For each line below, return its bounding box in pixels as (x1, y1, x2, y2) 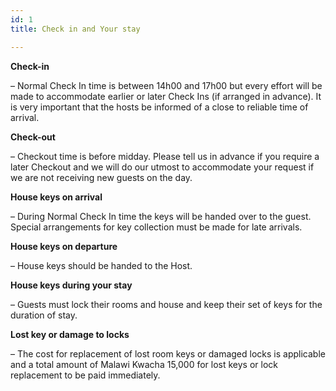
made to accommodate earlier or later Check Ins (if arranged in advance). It (10, 90, 322, 102)
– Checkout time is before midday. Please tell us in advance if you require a (10, 150, 320, 162)
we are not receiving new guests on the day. (10, 171, 193, 183)
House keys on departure (10, 240, 118, 252)
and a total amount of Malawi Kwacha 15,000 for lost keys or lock (10, 358, 279, 370)
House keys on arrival (10, 191, 103, 203)
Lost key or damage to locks (10, 328, 130, 340)
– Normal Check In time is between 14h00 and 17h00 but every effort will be (10, 79, 323, 91)
